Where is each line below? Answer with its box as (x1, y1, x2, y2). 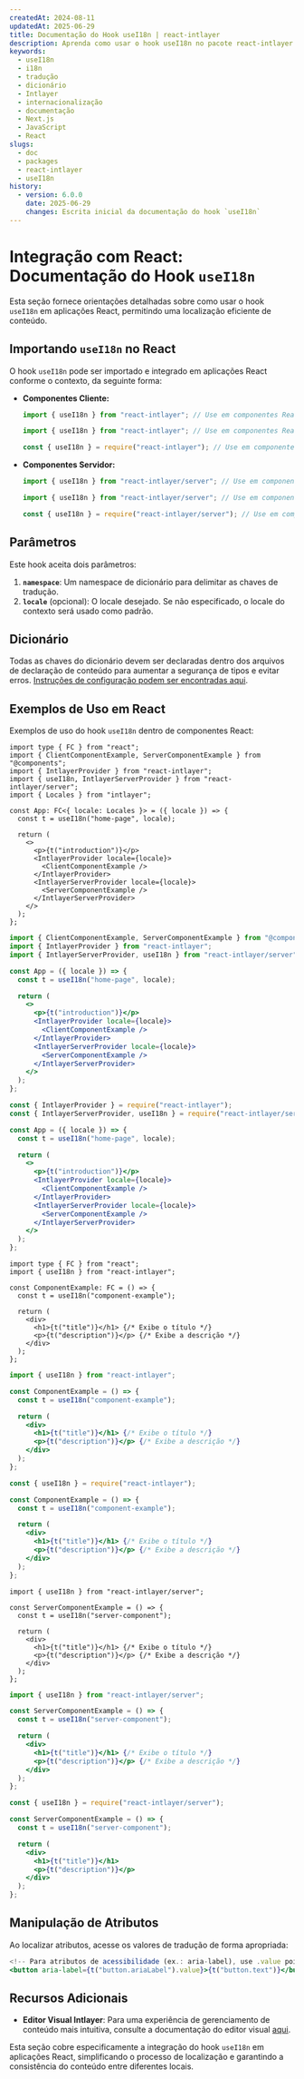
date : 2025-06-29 (25, 199, 91, 209)
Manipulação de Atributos (9, 1916, 159, 1931)
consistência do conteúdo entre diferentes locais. (9, 2061, 195, 2072)
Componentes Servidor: (22, 459, 116, 470)
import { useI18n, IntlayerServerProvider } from (9, 775, 201, 784)
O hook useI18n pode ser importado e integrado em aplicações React (9, 365, 268, 377)
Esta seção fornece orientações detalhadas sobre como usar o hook (9, 296, 265, 307)
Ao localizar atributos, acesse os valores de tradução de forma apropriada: (9, 1939, 289, 1950)
